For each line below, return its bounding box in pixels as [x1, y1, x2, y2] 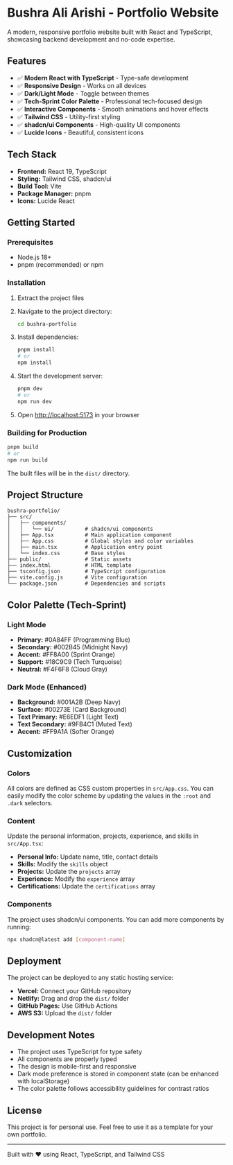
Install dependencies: [17, 333, 79, 341]
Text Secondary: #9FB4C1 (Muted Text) [17, 720, 133, 728]
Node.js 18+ [17, 253, 52, 261]
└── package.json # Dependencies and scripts [7, 580, 166, 587]
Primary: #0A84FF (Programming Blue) [17, 636, 130, 644]
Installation [7, 278, 46, 288]
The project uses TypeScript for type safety [17, 1048, 142, 1056]
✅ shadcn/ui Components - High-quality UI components [17, 120, 180, 129]
